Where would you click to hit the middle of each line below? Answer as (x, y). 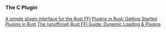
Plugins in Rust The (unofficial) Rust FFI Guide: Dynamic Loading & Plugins (83, 24)
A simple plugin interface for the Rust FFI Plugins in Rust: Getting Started (81, 19)
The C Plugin (21, 8)
